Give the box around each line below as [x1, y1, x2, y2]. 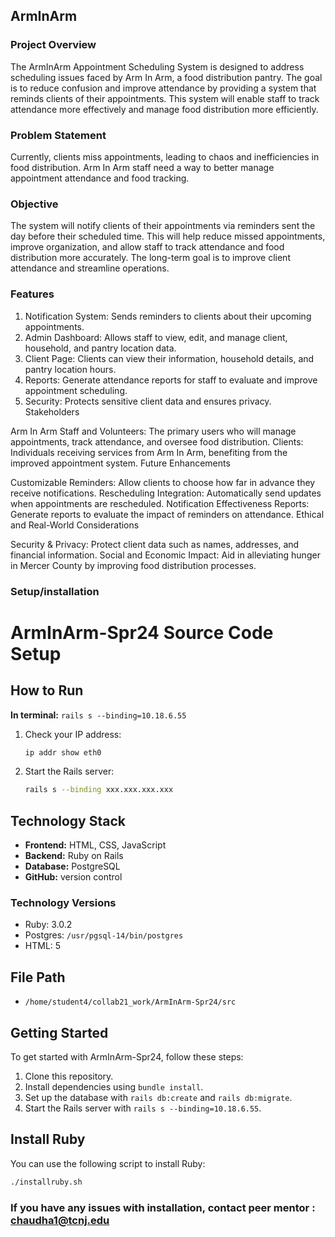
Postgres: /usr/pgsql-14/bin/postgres [24, 929, 184, 941]
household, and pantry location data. [24, 342, 177, 354]
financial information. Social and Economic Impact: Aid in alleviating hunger [10, 549, 321, 561]
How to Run [10, 682, 84, 699]
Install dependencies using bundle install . [24, 1080, 204, 1093]
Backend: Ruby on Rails [24, 850, 124, 862]
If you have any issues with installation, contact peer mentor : [10, 1200, 316, 1214]
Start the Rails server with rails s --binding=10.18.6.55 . [24, 1102, 262, 1114]
